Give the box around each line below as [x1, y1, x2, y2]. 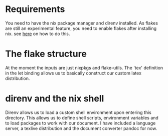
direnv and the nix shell [5, 93, 104, 104]
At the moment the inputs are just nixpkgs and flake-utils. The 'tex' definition [5, 64, 163, 70]
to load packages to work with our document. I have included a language [5, 120, 156, 126]
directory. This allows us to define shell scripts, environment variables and [5, 114, 159, 120]
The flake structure [5, 48, 87, 59]
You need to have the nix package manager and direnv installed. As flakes [5, 20, 158, 26]
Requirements [5, 3, 65, 15]
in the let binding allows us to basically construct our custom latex [5, 70, 142, 76]
